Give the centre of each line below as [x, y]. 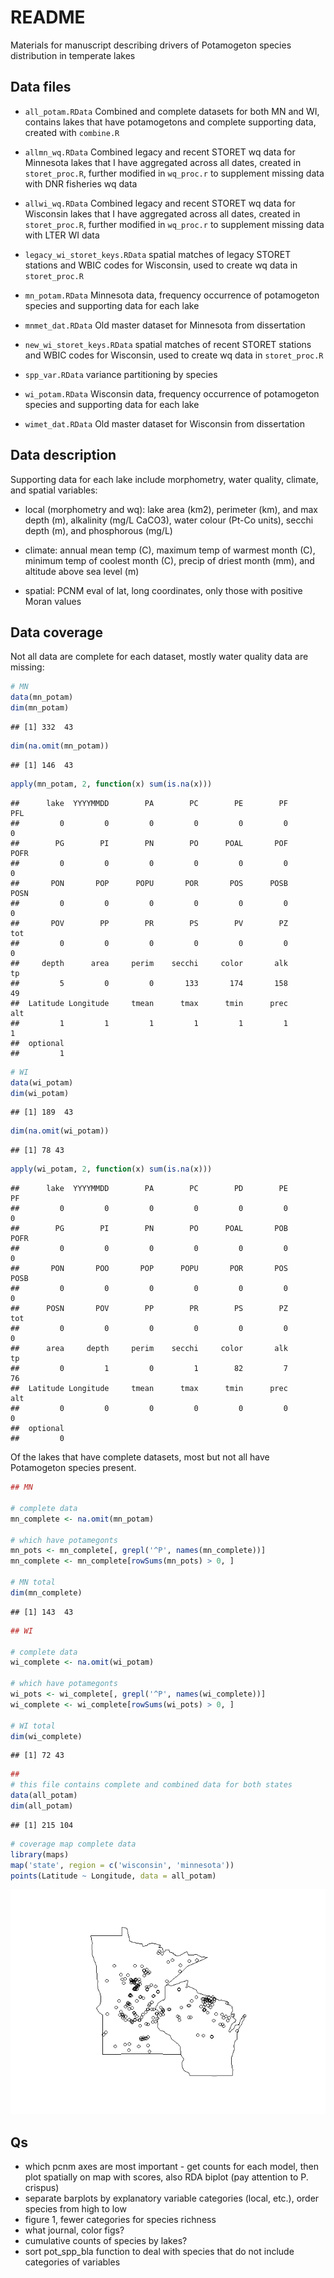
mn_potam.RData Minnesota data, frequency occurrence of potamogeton [172, 295]
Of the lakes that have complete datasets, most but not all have [140, 1457]
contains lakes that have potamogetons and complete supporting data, [170, 122]
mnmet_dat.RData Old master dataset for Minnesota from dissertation [165, 325]
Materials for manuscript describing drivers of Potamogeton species [151, 45]
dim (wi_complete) [46, 1736]
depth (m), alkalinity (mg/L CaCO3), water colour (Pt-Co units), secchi [169, 520]
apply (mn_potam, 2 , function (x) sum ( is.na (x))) [111, 784]
